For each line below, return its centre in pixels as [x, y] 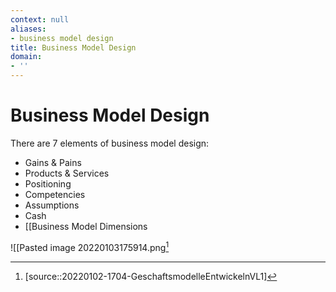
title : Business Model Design [73, 47]
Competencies [55, 194]
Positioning [48, 183]
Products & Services [67, 173]
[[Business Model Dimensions [86, 226]
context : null [40, 19]
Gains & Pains [53, 162]
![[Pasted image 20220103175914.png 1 [90, 246]
